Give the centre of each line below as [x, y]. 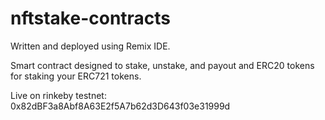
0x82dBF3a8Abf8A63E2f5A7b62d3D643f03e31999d [120, 106]
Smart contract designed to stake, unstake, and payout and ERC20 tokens [162, 65]
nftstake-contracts [91, 18]
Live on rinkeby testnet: [58, 95]
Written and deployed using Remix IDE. [90, 46]
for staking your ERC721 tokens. [76, 76]
